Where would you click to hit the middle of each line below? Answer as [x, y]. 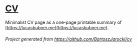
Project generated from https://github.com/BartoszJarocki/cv [68, 39]
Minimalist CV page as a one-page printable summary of [63, 22]
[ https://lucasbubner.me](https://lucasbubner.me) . [57, 27]
